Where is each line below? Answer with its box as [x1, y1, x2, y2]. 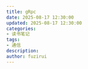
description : [6, 48, 39, 54]
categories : [6, 25, 36, 32]
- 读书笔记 [6, 31, 30, 37]
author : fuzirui [6, 53, 47, 59]
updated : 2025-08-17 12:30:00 [6, 20, 83, 26]
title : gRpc [6, 8, 36, 15]
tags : [6, 37, 20, 43]
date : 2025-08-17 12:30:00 [6, 14, 74, 20]
